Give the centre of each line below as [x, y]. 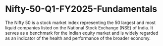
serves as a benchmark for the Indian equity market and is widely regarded [82, 33]
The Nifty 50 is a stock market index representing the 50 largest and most [81, 23]
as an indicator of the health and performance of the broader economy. [78, 38]
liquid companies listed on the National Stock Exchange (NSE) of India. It [79, 27]
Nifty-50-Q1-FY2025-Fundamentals [81, 9]
